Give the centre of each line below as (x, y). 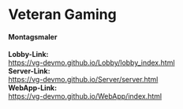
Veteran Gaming (62, 15)
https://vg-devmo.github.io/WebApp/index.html (85, 96)
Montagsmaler (33, 36)
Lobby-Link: (28, 54)
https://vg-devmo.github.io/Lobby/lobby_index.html (91, 63)
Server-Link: (29, 71)
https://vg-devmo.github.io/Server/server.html (83, 80)
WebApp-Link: (33, 88)
